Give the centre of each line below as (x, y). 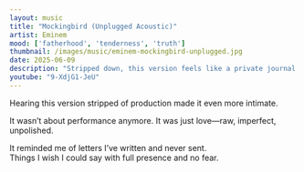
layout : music (37, 18)
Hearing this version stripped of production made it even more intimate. (144, 103)
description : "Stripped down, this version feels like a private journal (153, 69)
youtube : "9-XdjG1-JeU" (55, 77)
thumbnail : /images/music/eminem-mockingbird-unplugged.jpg (126, 52)
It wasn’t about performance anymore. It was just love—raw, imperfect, (143, 120)
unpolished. (31, 130)
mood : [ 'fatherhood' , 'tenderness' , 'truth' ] (97, 43)
